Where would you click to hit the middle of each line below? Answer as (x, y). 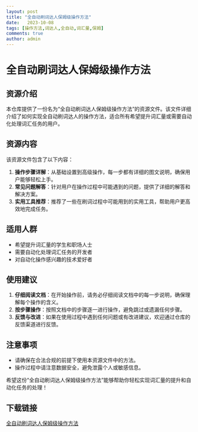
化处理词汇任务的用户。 (34, 124)
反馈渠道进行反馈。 (38, 325)
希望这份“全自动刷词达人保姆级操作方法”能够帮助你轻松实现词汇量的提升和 (96, 380)
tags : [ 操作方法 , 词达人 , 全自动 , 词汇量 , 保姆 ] (55, 28)
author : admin (24, 39)
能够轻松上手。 (38, 179)
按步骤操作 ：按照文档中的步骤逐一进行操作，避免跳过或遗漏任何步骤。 (100, 310)
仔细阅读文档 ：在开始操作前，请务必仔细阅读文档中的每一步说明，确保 (100, 295)
